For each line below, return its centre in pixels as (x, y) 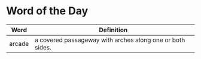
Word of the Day (47, 11)
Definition (113, 30)
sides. (43, 47)
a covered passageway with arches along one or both (110, 40)
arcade (19, 44)
